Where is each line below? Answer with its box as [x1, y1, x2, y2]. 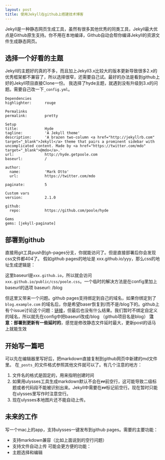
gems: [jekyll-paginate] [5, 221, 56, 226]
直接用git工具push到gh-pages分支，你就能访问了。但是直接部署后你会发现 [5, 249, 156, 256]
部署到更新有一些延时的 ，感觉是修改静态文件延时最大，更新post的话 [13, 320, 152, 326]
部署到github [5, 236, 45, 244]
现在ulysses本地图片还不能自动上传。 [12, 397, 88, 402]
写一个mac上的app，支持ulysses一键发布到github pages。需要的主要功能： [5, 427, 158, 432]
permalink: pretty [5, 114, 58, 119]
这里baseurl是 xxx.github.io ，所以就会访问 [5, 273, 92, 278]
